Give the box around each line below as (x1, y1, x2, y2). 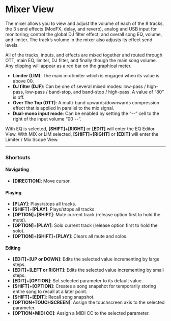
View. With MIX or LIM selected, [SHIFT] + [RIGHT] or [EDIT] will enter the (5, 131, 159, 137)
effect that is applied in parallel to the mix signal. (12, 105, 115, 111)
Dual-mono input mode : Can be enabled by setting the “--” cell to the (12, 110, 159, 116)
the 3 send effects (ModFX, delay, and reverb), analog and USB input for (5, 25, 157, 32)
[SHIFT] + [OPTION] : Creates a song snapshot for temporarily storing (12, 283, 156, 289)
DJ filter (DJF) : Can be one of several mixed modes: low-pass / (12, 83, 146, 90)
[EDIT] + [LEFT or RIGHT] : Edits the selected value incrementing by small (12, 267, 164, 273)
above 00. (12, 78, 34, 84)
